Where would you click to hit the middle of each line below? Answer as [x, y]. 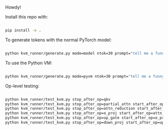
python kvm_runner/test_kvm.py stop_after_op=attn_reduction [70, 109]
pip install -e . [23, 30]
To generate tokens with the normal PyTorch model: [58, 40]
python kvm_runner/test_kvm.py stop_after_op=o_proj [61, 113]
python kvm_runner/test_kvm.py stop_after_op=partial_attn [68, 104]
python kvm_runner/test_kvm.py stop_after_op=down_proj [64, 123]
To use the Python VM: [29, 63]
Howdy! [13, 7]
